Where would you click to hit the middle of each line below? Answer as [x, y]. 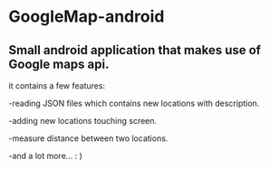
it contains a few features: [57, 86]
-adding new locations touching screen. [83, 121]
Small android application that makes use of [135, 50]
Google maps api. [59, 64]
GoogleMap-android [87, 17]
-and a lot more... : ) [46, 156]
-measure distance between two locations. [88, 138]
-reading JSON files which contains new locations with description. [134, 103]
